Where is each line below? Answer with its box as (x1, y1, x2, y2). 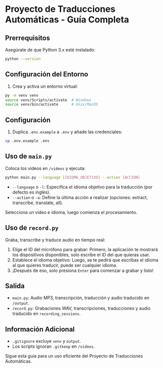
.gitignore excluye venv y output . (12, 338, 81, 344)
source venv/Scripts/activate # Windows (5, 98, 92, 103)
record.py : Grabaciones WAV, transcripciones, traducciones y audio (12, 306, 151, 312)
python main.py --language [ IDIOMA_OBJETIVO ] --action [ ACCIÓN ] (5, 175, 140, 180)
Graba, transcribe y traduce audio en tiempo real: (5, 237, 106, 243)
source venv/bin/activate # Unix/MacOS (5, 102, 98, 107)
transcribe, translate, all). (12, 200, 63, 206)
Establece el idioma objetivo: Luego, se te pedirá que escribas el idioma (12, 257, 159, 263)
